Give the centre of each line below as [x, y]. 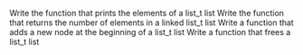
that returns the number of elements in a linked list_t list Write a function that [151, 23]
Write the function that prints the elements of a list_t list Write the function [147, 13]
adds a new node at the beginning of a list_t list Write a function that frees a [150, 32]
